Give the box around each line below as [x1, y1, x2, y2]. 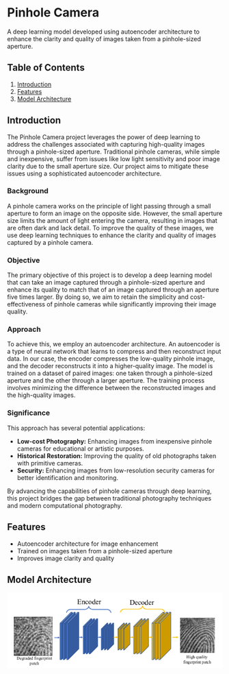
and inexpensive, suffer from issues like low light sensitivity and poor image [7, 154, 220, 163]
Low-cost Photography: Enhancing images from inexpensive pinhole [16, 437, 213, 445]
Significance [7, 408, 51, 418]
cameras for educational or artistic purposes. [16, 444, 145, 453]
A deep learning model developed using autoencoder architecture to [7, 27, 200, 36]
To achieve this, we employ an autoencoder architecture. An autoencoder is [7, 340, 221, 348]
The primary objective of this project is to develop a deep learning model [7, 271, 213, 279]
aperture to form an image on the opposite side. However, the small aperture [7, 209, 223, 217]
